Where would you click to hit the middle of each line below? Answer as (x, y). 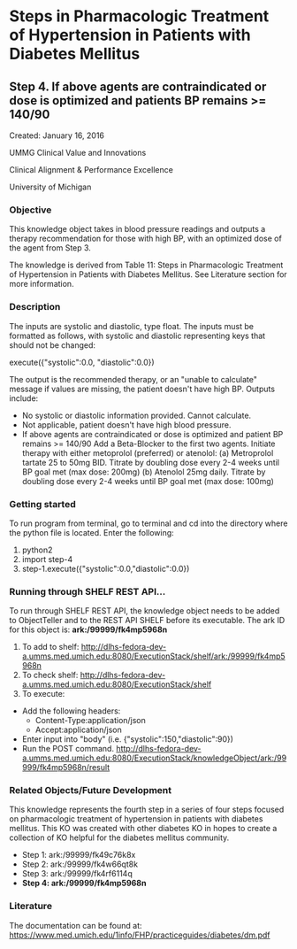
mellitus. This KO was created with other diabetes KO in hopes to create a (143, 829)
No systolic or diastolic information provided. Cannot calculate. (137, 415)
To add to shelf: (50, 647)
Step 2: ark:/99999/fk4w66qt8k (80, 864)
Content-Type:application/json (90, 721)
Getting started (43, 504)
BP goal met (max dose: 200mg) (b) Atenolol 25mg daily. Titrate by (144, 472)
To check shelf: (50, 675)
